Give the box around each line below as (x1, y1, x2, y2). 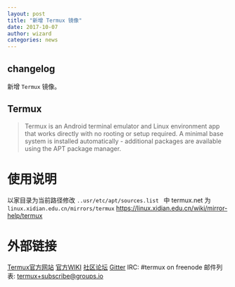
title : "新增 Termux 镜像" (7, 17, 82, 24)
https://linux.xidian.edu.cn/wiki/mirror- (115, 204, 228, 212)
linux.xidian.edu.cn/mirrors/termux (7, 205, 115, 212)
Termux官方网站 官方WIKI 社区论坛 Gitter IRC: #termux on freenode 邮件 (7, 262, 217, 271)
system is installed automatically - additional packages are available (24, 137, 222, 145)
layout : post (7, 10, 46, 18)
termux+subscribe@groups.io (16, 271, 103, 280)
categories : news (7, 37, 58, 44)
